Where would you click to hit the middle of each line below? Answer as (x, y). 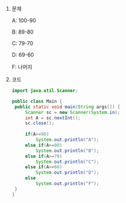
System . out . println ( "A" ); (67, 140)
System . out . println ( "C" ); (67, 162)
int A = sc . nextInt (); (53, 118)
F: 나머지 (22, 67)
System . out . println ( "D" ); (67, 173)
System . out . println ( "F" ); (67, 184)
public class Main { (37, 101)
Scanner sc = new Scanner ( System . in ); (73, 112)
